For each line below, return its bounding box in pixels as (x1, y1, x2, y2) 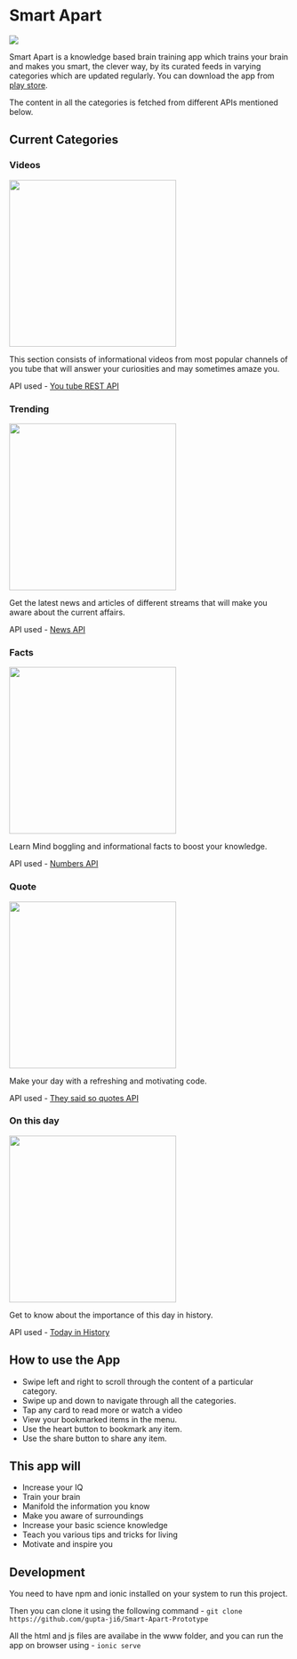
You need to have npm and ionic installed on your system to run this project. (9, 1589, 288, 1599)
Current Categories (9, 133, 119, 148)
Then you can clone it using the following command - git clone (9, 1606, 243, 1616)
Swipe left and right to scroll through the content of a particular (21, 1376, 253, 1387)
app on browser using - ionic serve (9, 1640, 141, 1651)
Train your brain (21, 1492, 81, 1502)
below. (9, 106, 34, 117)
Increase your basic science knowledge (21, 1520, 169, 1531)
